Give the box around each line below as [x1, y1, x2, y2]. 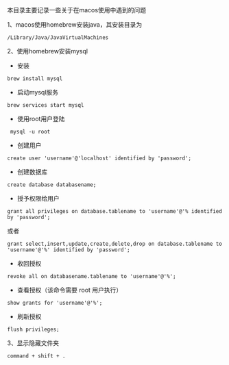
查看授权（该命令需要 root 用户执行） [16, 286, 123, 294]
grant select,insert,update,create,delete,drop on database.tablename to [7, 240, 223, 247]
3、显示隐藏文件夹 [7, 339, 60, 347]
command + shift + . [7, 353, 67, 360]
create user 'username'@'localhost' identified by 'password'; [7, 155, 192, 162]
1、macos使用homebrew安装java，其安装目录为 [7, 21, 143, 29]
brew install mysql [7, 75, 63, 82]
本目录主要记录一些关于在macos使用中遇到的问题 [7, 6, 146, 14]
